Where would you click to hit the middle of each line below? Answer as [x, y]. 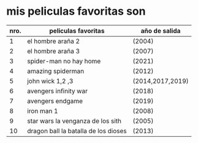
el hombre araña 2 [54, 41]
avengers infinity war [57, 91]
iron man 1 [43, 110]
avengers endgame [55, 101]
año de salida [161, 31]
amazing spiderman [56, 71]
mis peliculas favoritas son [76, 11]
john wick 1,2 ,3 [50, 81]
